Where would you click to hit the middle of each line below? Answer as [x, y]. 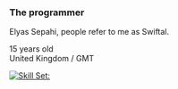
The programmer [47, 12]
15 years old [31, 49]
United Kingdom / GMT [52, 59]
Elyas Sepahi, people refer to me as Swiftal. [89, 32]
